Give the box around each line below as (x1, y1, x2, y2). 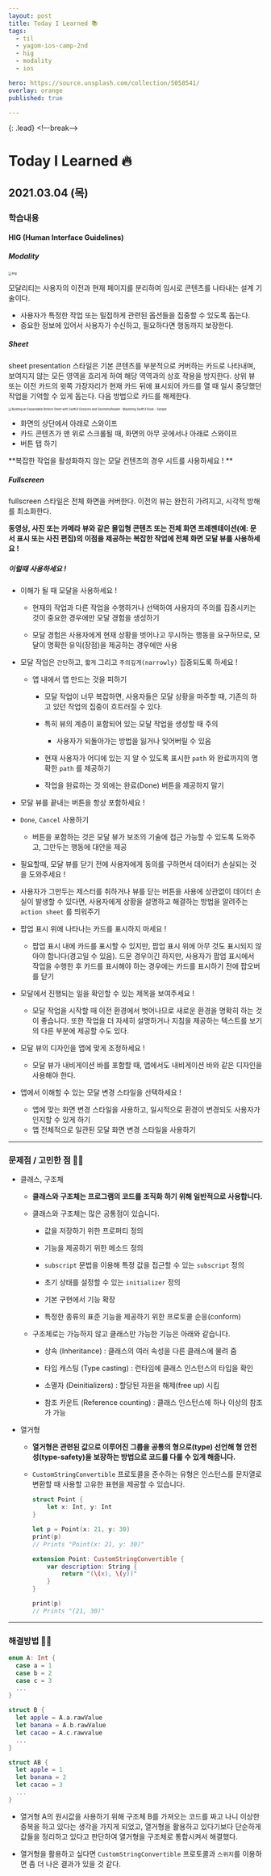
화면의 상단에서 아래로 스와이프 (19, 419, 118, 428)
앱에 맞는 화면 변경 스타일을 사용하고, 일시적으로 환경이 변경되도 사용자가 (31, 1104, 261, 1115)
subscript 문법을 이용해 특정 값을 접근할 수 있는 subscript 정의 (44, 1260, 244, 1270)
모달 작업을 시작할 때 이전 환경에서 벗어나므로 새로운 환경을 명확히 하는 (31, 1006, 254, 1016)
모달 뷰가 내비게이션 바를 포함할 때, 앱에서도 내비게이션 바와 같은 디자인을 (31, 1060, 263, 1070)
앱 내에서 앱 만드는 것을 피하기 (31, 675, 127, 684)
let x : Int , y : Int (47, 1504, 113, 1512)
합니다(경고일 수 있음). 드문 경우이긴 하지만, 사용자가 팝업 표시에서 (47, 951, 255, 961)
